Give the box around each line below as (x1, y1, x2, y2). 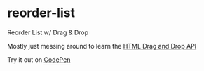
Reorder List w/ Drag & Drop (7, 28, 89, 37)
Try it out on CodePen (7, 55, 71, 64)
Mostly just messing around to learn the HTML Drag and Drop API (7, 41, 197, 50)
